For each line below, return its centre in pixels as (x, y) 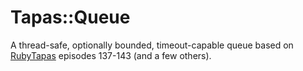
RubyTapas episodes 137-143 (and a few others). (111, 55)
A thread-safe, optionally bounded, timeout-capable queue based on (152, 45)
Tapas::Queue (70, 17)
